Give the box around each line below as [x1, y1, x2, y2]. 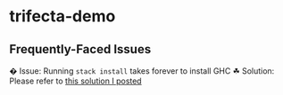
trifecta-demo [9, 6, 116, 27]
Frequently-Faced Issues [9, 42, 152, 57]
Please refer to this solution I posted [9, 75, 142, 86]
